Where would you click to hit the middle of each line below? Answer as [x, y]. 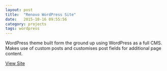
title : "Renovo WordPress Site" [41, 15]
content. [14, 54]
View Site [15, 63]
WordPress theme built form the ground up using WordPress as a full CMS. [84, 43]
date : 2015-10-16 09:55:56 [36, 19]
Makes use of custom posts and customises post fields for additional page [83, 48]
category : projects [26, 24]
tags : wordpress [22, 29]
